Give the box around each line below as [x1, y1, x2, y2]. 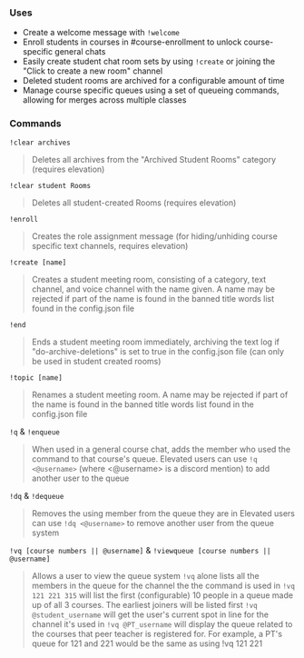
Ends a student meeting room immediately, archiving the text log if [31, 336, 279, 347]
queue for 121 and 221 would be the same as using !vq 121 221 [31, 638, 263, 649]
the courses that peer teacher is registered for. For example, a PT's [31, 628, 283, 639]
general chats [54, 46, 106, 57]
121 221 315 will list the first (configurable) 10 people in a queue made [31, 589, 293, 601]
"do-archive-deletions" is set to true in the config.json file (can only [31, 345, 284, 356]
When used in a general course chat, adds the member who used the [31, 444, 291, 454]
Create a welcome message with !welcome [22, 27, 180, 38]
